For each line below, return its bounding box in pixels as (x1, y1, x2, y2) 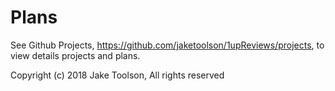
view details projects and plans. (10, 49, 141, 61)
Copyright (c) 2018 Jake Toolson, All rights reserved (10, 69, 225, 81)
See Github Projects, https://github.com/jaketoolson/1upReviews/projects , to (10, 39, 325, 51)
